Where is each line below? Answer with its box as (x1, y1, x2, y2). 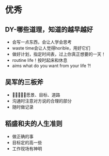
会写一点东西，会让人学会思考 (12, 39, 72, 45)
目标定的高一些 (12, 139, 42, 145)
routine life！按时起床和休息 (12, 57, 68, 63)
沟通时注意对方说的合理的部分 (12, 98, 72, 104)
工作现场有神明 (12, 145, 42, 151)
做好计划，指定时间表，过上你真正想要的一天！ (12, 52, 106, 57)
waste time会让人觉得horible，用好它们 (12, 45, 91, 51)
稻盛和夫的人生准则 (5, 120, 62, 128)
